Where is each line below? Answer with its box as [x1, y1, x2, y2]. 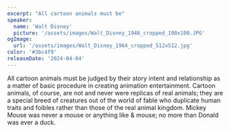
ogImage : [7, 36, 32, 43]
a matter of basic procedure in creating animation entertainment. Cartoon [7, 81, 216, 90]
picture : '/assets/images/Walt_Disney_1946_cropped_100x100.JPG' [13, 29, 206, 37]
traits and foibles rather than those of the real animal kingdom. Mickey [7, 103, 207, 111]
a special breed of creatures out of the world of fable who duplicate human [7, 96, 221, 104]
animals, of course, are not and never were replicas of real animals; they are [7, 88, 223, 97]
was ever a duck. [7, 118, 56, 126]
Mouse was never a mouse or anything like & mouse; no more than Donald [7, 111, 219, 119]
